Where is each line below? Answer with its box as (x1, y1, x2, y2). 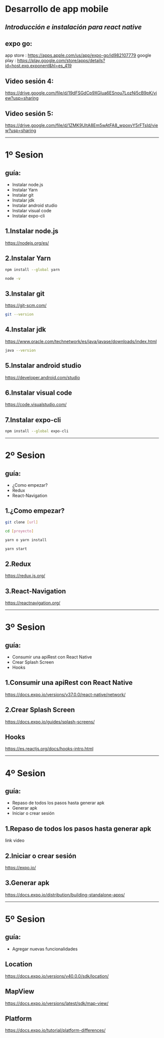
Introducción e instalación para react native (5, 23, 142, 31)
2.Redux (5, 560, 31, 568)
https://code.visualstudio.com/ (5, 402, 67, 407)
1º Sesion (5, 149, 44, 160)
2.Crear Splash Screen (5, 706, 75, 714)
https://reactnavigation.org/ (5, 600, 61, 606)
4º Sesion (5, 767, 46, 779)
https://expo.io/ (5, 865, 36, 871)
